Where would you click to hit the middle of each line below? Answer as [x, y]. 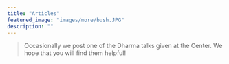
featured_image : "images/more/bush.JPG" [66, 20]
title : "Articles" [33, 13]
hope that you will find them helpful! [75, 53]
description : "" [30, 26]
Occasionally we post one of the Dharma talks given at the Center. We [123, 46]
